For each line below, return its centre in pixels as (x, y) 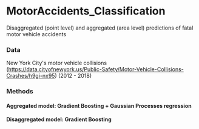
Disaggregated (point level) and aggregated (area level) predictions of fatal (100, 28)
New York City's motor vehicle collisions (57, 63)
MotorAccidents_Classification (86, 11)
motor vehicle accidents (36, 34)
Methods (20, 92)
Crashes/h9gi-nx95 (31, 76)
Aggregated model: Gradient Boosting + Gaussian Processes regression (99, 105)
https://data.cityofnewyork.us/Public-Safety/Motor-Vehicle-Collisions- (96, 69)
